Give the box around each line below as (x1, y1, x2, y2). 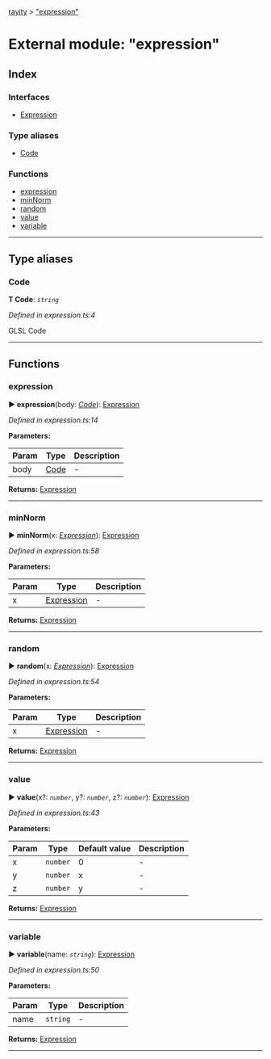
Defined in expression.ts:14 (8, 415, 98, 425)
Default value (77, 843, 131, 854)
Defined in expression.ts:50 (8, 965, 100, 975)
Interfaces (8, 91, 50, 103)
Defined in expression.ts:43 (8, 808, 100, 817)
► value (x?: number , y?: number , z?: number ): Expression (8, 792, 190, 802)
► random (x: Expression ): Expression (8, 662, 135, 671)
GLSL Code (8, 326, 47, 336)
